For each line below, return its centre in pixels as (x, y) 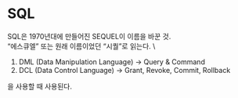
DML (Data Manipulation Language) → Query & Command (112, 62)
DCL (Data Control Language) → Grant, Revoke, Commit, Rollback (124, 70)
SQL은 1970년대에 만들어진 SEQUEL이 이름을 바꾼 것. (89, 36)
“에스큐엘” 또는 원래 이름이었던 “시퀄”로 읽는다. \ (81, 46)
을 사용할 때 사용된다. (40, 86)
